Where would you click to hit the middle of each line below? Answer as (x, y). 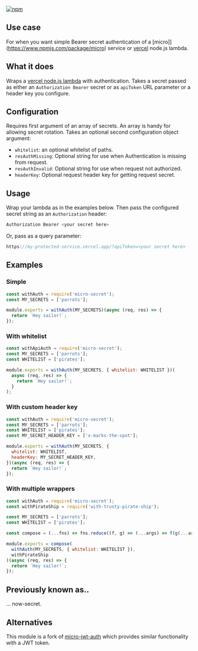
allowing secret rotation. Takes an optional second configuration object (92, 132)
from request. (31, 163)
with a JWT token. (28, 643)
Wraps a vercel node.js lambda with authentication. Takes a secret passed (96, 81)
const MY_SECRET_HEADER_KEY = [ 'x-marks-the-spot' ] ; (72, 436)
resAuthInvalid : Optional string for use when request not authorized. (98, 168)
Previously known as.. (48, 589)
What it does (30, 67)
